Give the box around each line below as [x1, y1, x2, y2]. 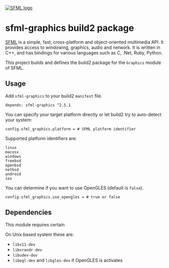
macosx [5, 149, 19, 155]
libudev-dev [12, 252, 38, 258]
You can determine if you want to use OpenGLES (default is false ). [5, 184, 144, 191]
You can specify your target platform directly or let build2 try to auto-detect [5, 111, 162, 117]
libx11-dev [12, 242, 36, 247]
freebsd [5, 158, 22, 163]
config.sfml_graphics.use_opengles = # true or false [5, 194, 121, 199]
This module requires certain [5, 222, 65, 228]
